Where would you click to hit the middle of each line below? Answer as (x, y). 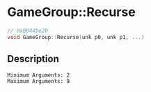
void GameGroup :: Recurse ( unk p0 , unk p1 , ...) (76, 37)
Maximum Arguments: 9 (39, 81)
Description (33, 59)
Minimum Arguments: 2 (39, 75)
